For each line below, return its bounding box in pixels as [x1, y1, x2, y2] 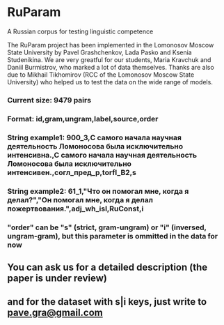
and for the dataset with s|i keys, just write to [7, 296, 207, 308]
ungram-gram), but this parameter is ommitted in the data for [7, 231, 218, 241]
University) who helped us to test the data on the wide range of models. [7, 77, 214, 86]
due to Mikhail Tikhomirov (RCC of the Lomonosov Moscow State [7, 70, 195, 79]
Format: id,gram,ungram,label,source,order [7, 114, 159, 123]
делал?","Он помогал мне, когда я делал [7, 195, 153, 204]
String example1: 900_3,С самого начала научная [7, 133, 182, 142]
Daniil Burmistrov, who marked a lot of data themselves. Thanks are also [7, 63, 214, 71]
